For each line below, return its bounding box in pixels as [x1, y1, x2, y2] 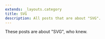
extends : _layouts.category [5, 7, 62, 12]
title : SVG [5, 11, 27, 16]
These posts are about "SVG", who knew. [5, 29, 87, 35]
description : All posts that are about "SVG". [5, 16, 101, 20]
